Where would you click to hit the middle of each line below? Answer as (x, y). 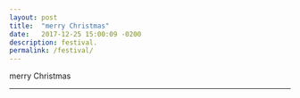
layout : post (33, 17)
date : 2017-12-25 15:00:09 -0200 (75, 34)
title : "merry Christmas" (59, 26)
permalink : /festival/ (51, 51)
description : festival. (54, 42)
